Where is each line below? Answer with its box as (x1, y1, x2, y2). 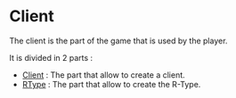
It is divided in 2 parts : (9, 52, 94, 63)
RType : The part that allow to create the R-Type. (21, 79, 201, 89)
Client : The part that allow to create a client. (21, 69, 185, 80)
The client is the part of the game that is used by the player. (9, 35, 228, 46)
